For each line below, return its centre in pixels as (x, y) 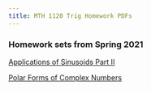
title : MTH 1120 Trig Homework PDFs (70, 16)
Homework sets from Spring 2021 (76, 44)
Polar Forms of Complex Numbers (65, 77)
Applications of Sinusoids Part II (62, 62)
